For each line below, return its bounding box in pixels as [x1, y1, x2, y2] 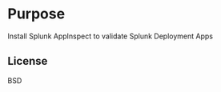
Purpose [7, 5, 66, 23]
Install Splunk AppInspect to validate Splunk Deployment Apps [7, 31, 214, 41]
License [7, 54, 48, 68]
